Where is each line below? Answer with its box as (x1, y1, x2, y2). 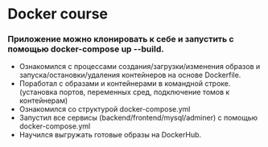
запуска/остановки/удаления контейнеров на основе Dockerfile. (19, 70, 241, 80)
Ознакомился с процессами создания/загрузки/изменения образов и (19, 62, 261, 71)
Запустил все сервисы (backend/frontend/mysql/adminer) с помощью (19, 113, 258, 123)
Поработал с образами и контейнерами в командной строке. (19, 79, 231, 88)
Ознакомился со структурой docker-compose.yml (19, 104, 191, 114)
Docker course (7, 5, 109, 23)
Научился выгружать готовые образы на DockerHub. (19, 130, 202, 140)
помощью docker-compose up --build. (7, 43, 164, 55)
